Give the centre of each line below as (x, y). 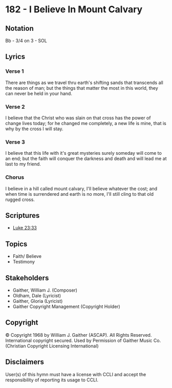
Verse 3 (15, 142)
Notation (20, 28)
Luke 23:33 (25, 228)
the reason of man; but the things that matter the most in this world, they (82, 88)
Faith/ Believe (27, 256)
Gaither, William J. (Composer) (45, 290)
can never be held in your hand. (39, 93)
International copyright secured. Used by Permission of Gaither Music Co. (83, 340)
